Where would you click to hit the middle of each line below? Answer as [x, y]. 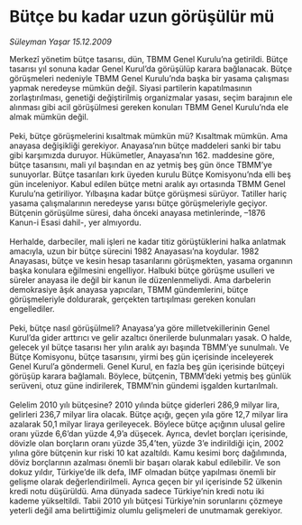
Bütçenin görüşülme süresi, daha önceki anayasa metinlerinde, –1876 [137, 212]
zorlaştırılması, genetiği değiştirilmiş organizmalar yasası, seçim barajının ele [151, 98]
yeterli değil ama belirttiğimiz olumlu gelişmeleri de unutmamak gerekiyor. [146, 510]
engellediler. [32, 308]
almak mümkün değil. [49, 117]
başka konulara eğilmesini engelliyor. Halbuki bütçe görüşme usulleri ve [142, 270]
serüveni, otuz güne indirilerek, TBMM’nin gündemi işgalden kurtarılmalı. [144, 385]
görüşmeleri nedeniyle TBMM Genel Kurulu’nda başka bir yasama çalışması [149, 78]
